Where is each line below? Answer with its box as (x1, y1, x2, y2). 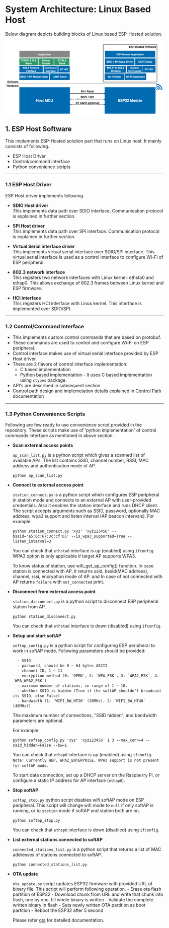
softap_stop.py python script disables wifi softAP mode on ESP (12, 797, 144, 803)
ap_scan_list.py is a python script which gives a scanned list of (12, 452, 145, 458)
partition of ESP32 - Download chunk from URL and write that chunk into (12, 891, 163, 897)
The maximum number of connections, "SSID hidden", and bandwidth (12, 712, 157, 719)
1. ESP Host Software (5, 124, 72, 133)
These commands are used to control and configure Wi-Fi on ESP (12, 339, 149, 345)
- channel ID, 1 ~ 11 (17, 668, 63, 673)
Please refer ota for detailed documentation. (12, 917, 105, 923)
